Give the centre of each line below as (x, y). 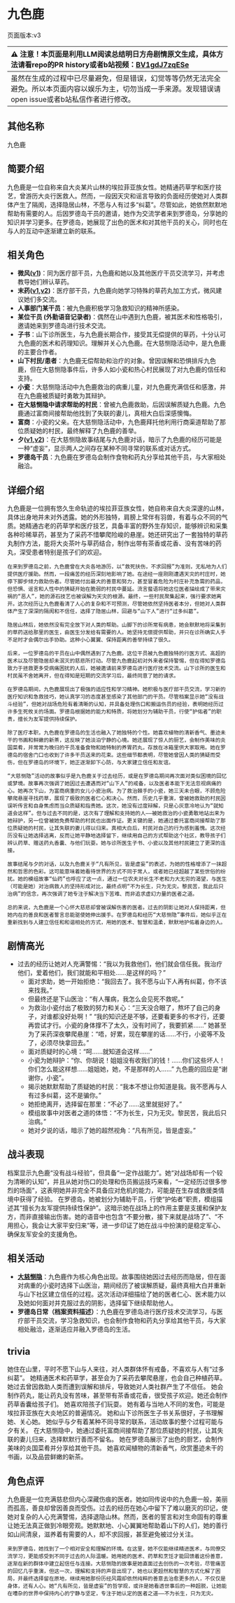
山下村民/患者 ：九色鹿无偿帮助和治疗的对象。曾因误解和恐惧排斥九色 (117, 361)
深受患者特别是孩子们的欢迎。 (62, 552)
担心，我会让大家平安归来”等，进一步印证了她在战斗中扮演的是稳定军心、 (119, 1225)
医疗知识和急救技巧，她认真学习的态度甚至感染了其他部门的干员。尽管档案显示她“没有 (113, 697)
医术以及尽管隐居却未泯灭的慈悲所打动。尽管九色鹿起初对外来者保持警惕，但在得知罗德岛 (116, 661)
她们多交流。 (42, 299)
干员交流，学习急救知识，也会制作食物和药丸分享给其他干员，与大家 (128, 1320)
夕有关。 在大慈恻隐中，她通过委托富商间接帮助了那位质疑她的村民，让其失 (115, 1431)
